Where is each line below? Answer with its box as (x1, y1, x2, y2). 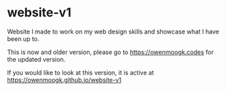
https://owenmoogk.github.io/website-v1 (7, 75, 122, 83)
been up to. (7, 34, 40, 42)
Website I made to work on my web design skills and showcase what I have (7, 27, 219, 36)
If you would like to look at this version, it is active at (7, 68, 154, 77)
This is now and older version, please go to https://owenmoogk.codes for (7, 48, 214, 56)
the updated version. (7, 55, 66, 63)
